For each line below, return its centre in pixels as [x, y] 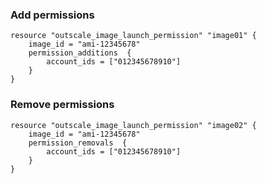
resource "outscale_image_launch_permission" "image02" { [133, 125]
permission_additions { [80, 53]
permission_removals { [78, 143]
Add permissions [52, 15]
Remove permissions [62, 105]
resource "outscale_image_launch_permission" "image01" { [133, 36]
